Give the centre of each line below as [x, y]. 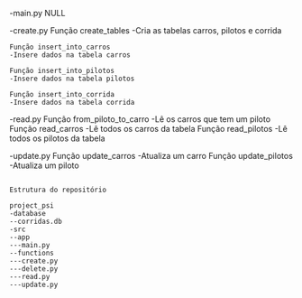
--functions [32, 253]
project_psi [32, 206]
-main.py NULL [37, 13]
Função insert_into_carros [60, 47]
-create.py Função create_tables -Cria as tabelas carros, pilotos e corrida [146, 30]
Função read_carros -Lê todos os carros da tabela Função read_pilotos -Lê [149, 129]
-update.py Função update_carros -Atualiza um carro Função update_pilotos [151, 156]
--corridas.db [36, 221]
